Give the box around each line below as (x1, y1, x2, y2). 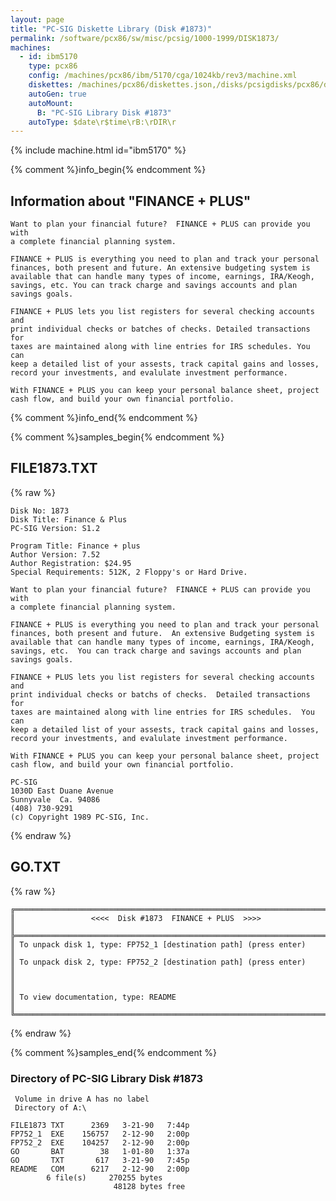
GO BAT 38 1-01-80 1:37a (10, 1146, 190, 1156)
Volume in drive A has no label (14, 1094, 150, 1104)
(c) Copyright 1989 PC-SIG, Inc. (10, 812, 150, 822)
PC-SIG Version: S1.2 (10, 523, 101, 533)
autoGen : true (28, 89, 87, 99)
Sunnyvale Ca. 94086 (10, 794, 101, 805)
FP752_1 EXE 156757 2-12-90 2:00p (10, 1129, 190, 1139)
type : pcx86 (28, 61, 78, 71)
